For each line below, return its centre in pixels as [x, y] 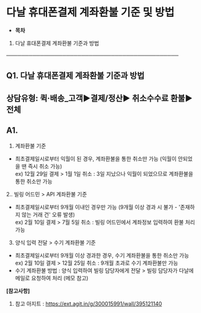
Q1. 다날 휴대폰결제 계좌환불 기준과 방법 [75, 76]
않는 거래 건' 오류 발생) [48, 215]
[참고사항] [18, 291]
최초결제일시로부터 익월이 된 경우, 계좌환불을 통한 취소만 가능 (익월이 [96, 158]
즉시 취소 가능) [45, 166]
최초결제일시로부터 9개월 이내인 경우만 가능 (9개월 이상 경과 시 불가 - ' [97, 207]
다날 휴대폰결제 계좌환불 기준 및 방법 [91, 12]
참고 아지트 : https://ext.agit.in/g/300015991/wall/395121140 [88, 303]
